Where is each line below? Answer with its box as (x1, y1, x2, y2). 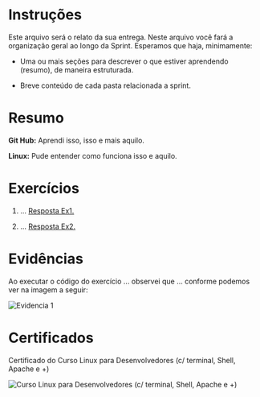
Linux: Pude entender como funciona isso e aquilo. (8, 151, 178, 160)
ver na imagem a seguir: (8, 284, 88, 295)
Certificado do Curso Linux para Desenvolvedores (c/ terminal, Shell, (8, 355, 236, 365)
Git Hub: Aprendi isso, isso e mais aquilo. (8, 135, 144, 145)
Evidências (8, 250, 84, 267)
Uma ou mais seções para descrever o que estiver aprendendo (19, 56, 229, 66)
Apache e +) (8, 364, 50, 374)
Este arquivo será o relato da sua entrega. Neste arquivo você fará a (8, 32, 234, 42)
